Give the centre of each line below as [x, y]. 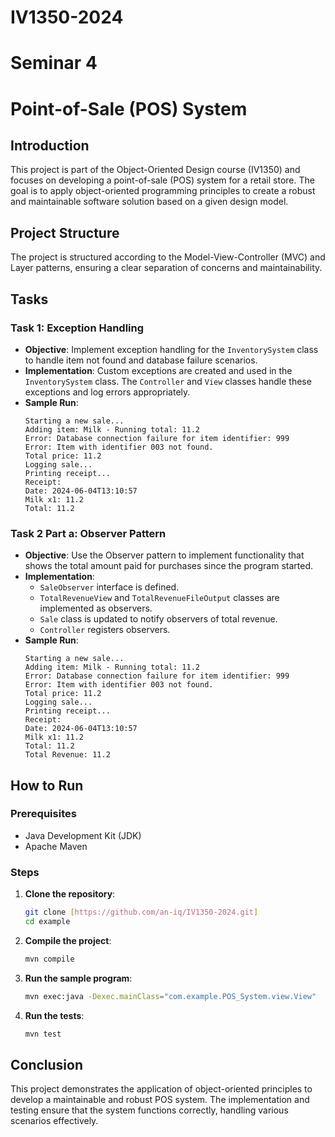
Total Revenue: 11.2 [67, 755]
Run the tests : [54, 1015]
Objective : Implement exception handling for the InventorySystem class [171, 349]
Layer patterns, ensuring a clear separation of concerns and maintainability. [166, 268]
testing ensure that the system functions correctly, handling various [149, 1110]
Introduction [50, 145]
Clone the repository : [70, 894]
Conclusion [47, 1064]
